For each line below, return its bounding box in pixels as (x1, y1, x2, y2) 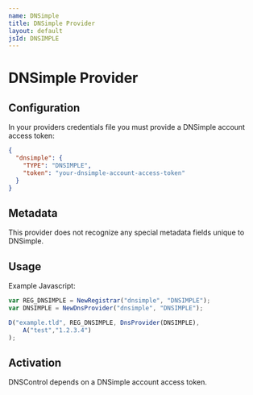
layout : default (8, 27, 63, 35)
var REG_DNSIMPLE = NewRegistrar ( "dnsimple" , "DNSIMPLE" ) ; (8, 297, 211, 305)
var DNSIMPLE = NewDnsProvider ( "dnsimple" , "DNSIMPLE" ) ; (8, 304, 204, 312)
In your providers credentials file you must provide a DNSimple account (8, 123, 246, 132)
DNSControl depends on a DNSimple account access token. (8, 377, 207, 387)
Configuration (8, 101, 81, 114)
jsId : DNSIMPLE (8, 34, 60, 43)
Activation (8, 355, 62, 369)
